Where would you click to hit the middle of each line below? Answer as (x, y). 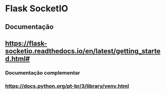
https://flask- (26, 43)
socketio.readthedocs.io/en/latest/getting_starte (83, 51)
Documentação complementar (43, 73)
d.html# (18, 59)
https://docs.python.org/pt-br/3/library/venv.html (67, 86)
